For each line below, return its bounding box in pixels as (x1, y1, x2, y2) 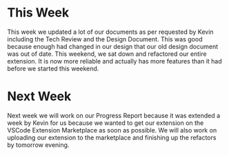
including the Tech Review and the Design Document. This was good (7, 35, 203, 43)
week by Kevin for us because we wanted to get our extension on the (7, 119, 204, 127)
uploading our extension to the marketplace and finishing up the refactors (7, 133, 217, 142)
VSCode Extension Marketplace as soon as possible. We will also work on (7, 126, 217, 134)
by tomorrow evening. (7, 140, 70, 149)
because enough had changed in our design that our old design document (7, 42, 219, 50)
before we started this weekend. (7, 64, 99, 72)
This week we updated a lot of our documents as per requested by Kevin (7, 28, 214, 36)
